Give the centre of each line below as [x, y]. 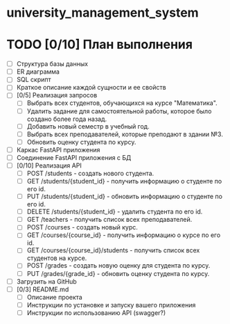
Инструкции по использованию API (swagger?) [96, 313]
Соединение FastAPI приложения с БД [74, 157]
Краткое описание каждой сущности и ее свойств [91, 88]
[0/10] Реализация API [49, 165]
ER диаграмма [38, 72]
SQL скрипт [34, 80]
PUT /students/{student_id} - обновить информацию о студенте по [125, 197]
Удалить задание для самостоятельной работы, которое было [119, 111]
